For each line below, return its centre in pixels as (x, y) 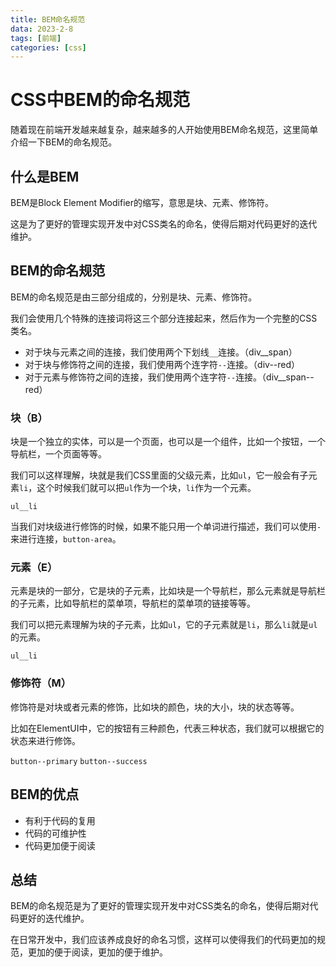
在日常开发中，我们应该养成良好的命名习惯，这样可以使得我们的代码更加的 (163, 940)
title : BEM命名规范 (48, 19)
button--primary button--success (79, 761)
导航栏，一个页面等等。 (58, 454)
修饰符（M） (41, 683)
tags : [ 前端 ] (36, 38)
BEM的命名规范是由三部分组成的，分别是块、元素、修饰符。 (134, 297)
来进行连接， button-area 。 (66, 539)
